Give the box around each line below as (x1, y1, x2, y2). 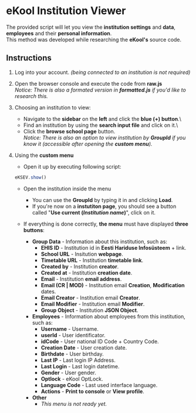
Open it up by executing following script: (23, 163, 121, 170)
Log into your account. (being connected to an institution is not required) (14, 69, 191, 76)
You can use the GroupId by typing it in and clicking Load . (32, 196, 173, 203)
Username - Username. (40, 325, 99, 333)
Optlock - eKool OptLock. (40, 375, 104, 382)
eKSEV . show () (14, 174, 47, 180)
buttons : (23, 226, 45, 233)
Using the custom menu (14, 152, 74, 159)
